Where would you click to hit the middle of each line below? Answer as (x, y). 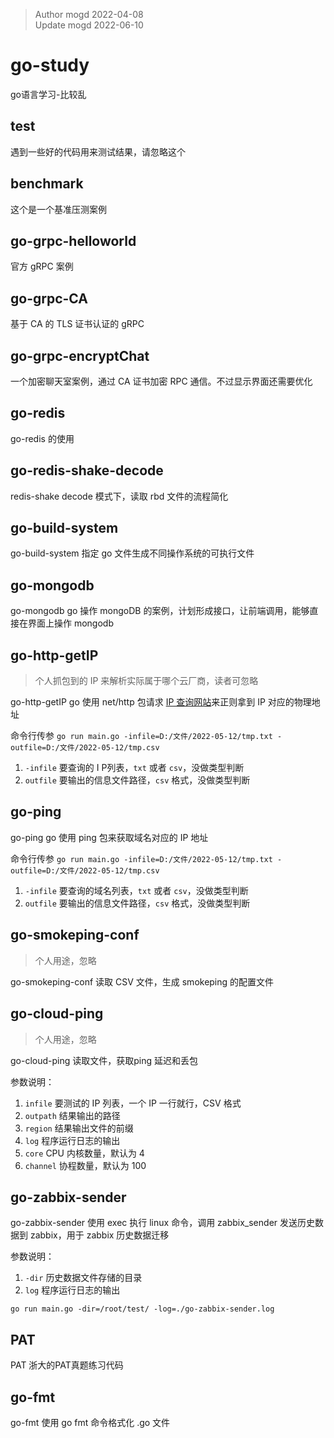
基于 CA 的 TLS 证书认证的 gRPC (77, 324)
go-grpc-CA (49, 298)
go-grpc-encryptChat (80, 355)
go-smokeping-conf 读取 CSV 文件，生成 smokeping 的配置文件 (142, 981)
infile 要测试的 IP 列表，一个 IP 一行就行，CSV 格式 (133, 1103)
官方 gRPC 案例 (42, 266)
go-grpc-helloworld (73, 240)
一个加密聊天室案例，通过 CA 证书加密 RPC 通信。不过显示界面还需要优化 (161, 381)
